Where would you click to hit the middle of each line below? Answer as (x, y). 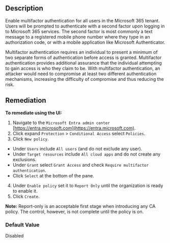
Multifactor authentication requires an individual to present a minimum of (81, 52)
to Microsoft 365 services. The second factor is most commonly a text (79, 31)
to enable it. (25, 191)
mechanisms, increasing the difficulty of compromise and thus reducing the (85, 79)
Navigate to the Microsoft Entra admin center (61, 123)
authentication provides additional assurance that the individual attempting (83, 63)
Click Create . (26, 196)
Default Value (22, 225)
